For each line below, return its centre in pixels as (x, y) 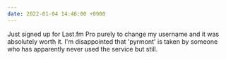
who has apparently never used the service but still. (83, 49)
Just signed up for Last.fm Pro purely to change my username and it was (113, 34)
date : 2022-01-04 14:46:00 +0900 (56, 14)
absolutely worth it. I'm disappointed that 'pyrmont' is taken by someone (113, 41)
